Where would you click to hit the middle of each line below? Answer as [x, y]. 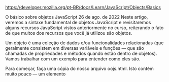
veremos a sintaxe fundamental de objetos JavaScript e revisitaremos [78, 22]
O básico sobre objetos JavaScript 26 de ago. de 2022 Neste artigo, [77, 17]
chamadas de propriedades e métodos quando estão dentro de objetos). [81, 53]
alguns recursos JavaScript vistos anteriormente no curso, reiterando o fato [84, 28]
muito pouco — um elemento [36, 74]
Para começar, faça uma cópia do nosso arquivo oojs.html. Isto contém [79, 68]
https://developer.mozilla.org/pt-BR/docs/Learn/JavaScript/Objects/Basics [83, 7]
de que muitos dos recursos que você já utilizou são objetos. [69, 33]
